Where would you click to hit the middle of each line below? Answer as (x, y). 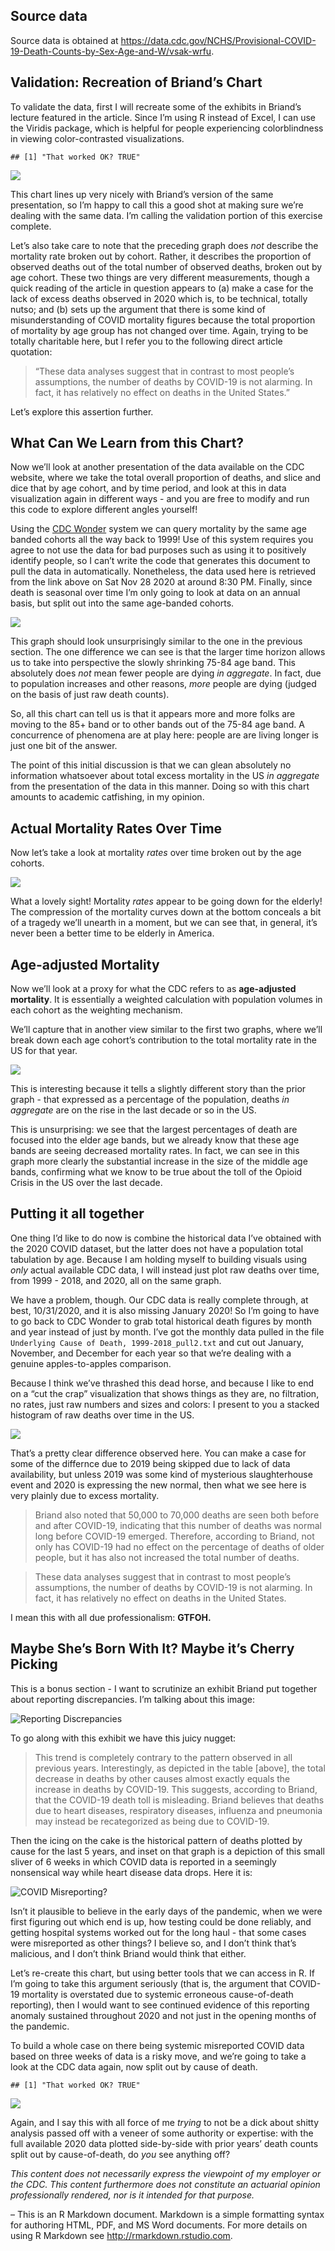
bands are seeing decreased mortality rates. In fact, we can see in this (155, 1151)
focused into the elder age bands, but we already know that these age (155, 1140)
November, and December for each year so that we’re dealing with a (151, 1353)
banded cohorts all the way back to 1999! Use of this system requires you (162, 540)
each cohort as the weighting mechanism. (96, 1010)
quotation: (31, 351)
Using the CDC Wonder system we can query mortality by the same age (158, 529)
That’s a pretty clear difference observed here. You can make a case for (158, 1453)
